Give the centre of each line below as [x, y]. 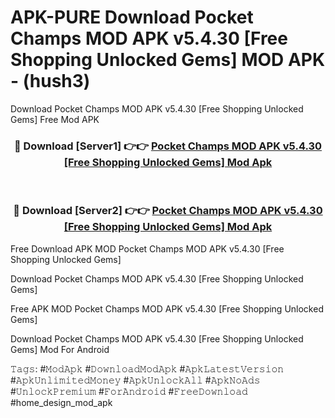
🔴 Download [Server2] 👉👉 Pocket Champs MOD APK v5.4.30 [168, 211]
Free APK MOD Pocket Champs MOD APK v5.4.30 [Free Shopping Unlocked [167, 308]
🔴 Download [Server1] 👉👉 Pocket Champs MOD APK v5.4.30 [168, 146]
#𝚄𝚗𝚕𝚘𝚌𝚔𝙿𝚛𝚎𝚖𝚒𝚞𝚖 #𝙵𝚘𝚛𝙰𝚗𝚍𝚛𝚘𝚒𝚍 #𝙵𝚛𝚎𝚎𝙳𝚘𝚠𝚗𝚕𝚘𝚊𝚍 [129, 391]
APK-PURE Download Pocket [132, 17]
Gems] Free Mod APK [55, 119]
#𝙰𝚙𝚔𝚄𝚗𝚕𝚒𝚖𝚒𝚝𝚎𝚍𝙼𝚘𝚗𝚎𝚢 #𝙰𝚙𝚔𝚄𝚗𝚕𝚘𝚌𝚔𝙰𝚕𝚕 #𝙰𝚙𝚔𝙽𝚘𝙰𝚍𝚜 [135, 380]
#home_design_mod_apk [61, 402]
